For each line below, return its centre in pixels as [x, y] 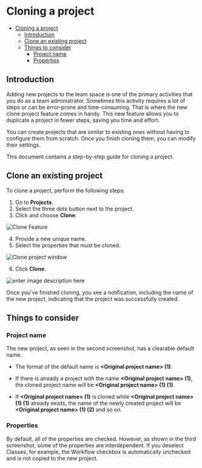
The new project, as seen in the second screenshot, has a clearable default [100, 349]
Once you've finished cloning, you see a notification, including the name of [100, 292]
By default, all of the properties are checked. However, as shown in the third [101, 439]
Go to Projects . [34, 202]
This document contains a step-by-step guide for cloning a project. [90, 156]
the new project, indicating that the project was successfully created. [93, 299]
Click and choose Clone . [46, 215]
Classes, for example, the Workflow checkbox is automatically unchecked [99, 452]
